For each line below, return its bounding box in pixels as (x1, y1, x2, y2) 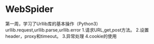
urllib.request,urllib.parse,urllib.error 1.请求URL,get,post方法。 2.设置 (5, 26, 149, 33)
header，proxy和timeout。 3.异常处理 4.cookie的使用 (5, 33, 117, 39)
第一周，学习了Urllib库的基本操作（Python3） (5, 20, 101, 26)
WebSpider (5, 3, 54, 15)
